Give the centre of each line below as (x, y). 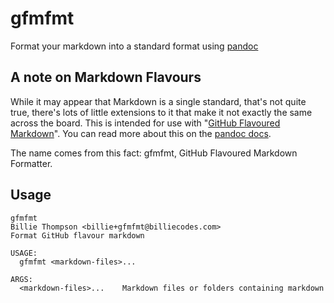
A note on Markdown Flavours (106, 77)
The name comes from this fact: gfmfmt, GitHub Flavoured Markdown (154, 153)
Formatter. (31, 163)
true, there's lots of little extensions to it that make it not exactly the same (161, 112)
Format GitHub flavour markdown (77, 235)
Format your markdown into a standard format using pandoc (134, 46)
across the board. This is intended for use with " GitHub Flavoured (145, 123)
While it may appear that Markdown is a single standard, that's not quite (158, 101)
